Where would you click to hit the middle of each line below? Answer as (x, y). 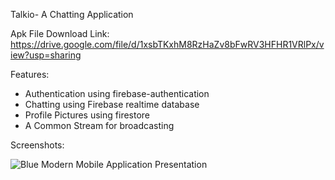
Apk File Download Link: (60, 33)
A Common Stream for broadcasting (99, 125)
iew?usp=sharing (46, 55)
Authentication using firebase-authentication (117, 93)
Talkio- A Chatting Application (72, 14)
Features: (30, 74)
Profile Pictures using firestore (87, 115)
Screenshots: (37, 145)
